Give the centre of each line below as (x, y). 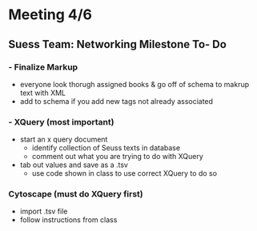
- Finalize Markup (43, 67)
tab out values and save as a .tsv (74, 165)
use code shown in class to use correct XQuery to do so (124, 173)
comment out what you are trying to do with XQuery (117, 157)
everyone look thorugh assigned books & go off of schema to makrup (135, 84)
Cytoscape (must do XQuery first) (76, 194)
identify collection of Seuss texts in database (106, 148)
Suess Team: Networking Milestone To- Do (117, 44)
